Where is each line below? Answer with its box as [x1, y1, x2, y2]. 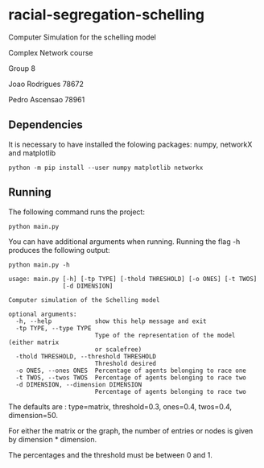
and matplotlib [8, 147, 56, 158]
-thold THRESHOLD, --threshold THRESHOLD [15, 352, 157, 360]
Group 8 [8, 63, 36, 73]
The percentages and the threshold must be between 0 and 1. [8, 449, 213, 460]
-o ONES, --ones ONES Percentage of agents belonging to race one [15, 367, 247, 375]
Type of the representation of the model [94, 331, 236, 339]
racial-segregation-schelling [8, 6, 205, 24]
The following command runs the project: [8, 207, 145, 217]
